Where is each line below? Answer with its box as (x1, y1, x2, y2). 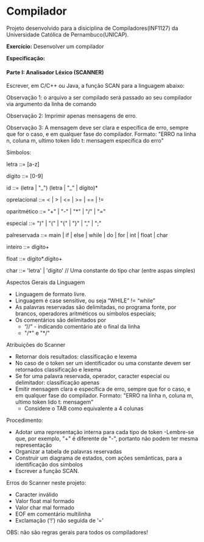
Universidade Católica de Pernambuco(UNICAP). (6, 30, 129, 38)
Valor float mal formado (15, 497, 75, 505)
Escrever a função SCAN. (15, 468, 79, 475)
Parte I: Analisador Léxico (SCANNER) (6, 68, 105, 76)
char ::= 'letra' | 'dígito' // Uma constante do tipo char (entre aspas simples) (6, 267, 196, 274)
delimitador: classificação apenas (15, 379, 100, 387)
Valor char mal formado (15, 504, 75, 512)
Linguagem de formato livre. (15, 291, 86, 298)
